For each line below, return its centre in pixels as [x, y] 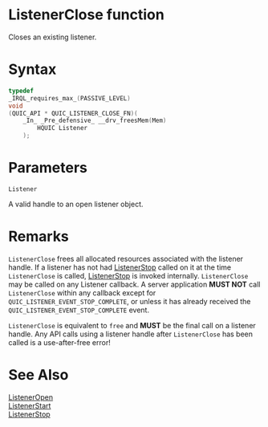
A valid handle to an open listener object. [76, 204]
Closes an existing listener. [53, 37]
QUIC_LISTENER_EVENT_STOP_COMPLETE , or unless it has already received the [130, 301]
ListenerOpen [31, 397]
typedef [21, 91]
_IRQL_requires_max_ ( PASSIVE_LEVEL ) [69, 98]
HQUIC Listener [63, 128]
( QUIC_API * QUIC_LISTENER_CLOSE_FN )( [73, 113]
